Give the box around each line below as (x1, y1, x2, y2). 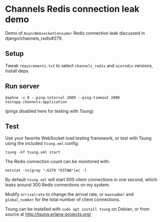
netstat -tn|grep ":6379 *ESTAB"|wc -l (5, 168, 87, 173)
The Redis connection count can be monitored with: (5, 159, 110, 165)
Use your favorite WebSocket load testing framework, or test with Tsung (5, 135, 152, 141)
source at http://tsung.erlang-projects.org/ (5, 211, 92, 217)
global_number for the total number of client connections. (5, 196, 121, 202)
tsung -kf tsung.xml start (5, 150, 61, 155)
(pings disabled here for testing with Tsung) (5, 108, 94, 114)
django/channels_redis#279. (5, 35, 63, 41)
